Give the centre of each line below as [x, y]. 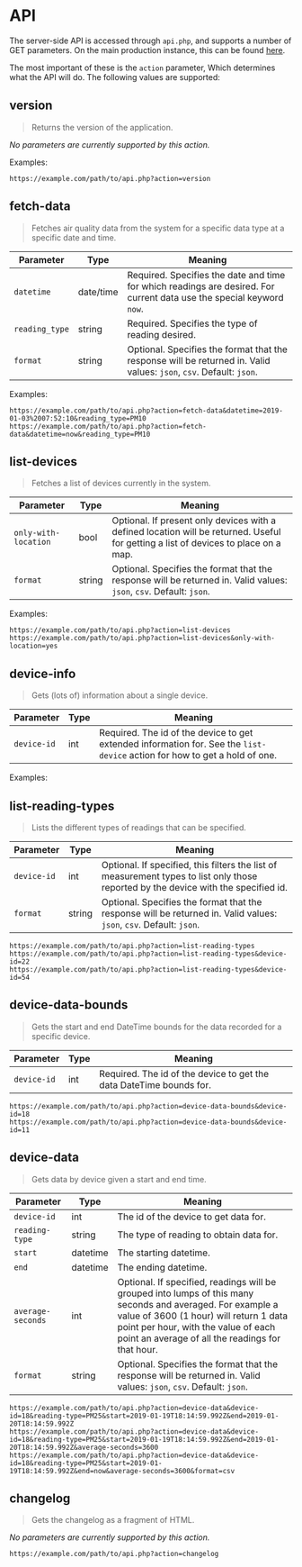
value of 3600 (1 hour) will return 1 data [203, 1316]
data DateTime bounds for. [155, 1084]
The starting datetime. [164, 1253]
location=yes [34, 646]
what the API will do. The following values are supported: [115, 77]
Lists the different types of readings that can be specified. [139, 828]
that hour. [138, 1349]
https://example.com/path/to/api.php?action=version [110, 178]
